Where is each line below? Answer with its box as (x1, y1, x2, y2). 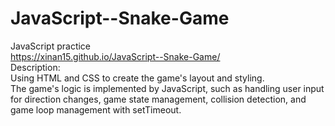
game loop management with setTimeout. (10, 103, 182, 116)
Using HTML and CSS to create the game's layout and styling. (10, 72, 265, 84)
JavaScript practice (10, 40, 92, 52)
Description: (10, 61, 61, 73)
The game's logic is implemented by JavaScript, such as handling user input (10, 82, 325, 94)
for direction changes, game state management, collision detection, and (10, 93, 307, 105)
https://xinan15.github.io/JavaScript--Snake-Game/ (10, 50, 221, 62)
